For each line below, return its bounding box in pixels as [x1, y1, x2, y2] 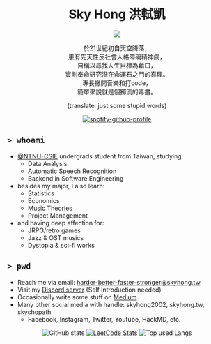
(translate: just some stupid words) [67, 101, 167, 110]
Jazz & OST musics [27, 233, 84, 241]
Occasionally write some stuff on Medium [17, 292, 137, 301]
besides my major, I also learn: [17, 181, 105, 190]
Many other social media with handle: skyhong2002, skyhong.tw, [17, 300, 205, 308]
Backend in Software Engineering [27, 174, 124, 182]
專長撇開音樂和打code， [82, 78, 152, 87]
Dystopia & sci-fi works [27, 241, 95, 249]
